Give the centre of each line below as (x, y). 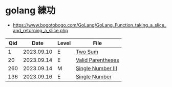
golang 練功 (30, 10)
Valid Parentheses (98, 60)
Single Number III (96, 68)
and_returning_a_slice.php (40, 30)
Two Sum (87, 52)
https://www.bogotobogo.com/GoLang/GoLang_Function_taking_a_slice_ (90, 25)
